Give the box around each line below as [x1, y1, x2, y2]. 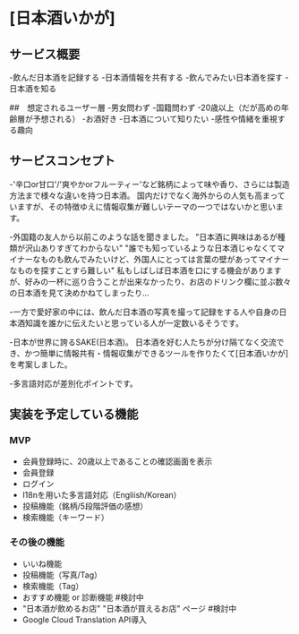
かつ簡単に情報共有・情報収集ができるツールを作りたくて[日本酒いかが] [24, 347, 289, 358]
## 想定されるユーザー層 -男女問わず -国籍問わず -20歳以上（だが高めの [9, 102, 282, 113]
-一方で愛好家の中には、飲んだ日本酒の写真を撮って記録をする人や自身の [9, 306, 279, 317]
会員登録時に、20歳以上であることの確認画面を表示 [21, 456, 213, 467]
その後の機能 [9, 536, 65, 549]
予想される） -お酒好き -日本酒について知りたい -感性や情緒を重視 [32, 114, 278, 124]
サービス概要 [9, 47, 81, 62]
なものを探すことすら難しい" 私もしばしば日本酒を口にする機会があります [9, 265, 282, 276]
